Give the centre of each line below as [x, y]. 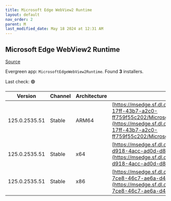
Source [13, 61]
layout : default [22, 15]
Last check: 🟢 [20, 81]
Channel [61, 96]
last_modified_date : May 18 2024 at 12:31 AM [54, 29]
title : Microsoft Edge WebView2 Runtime [49, 10]
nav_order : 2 [19, 19]
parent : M [16, 24]
